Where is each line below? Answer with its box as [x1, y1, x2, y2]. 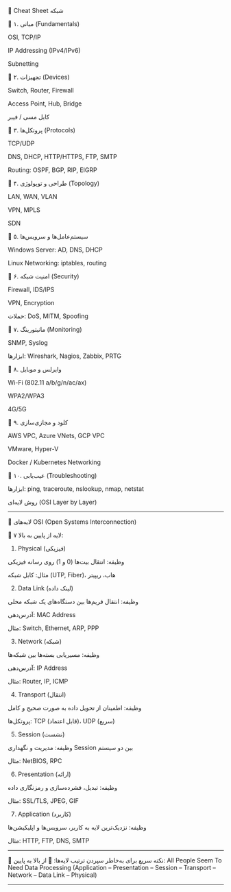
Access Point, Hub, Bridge [8, 99, 82, 108]
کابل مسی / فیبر [8, 113, 50, 121]
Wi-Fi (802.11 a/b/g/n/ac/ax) [8, 378, 87, 387]
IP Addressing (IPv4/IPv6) [8, 47, 81, 54]
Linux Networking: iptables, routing [8, 259, 107, 267]
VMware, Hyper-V [8, 445, 59, 453]
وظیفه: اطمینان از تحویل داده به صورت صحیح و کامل [8, 703, 142, 712]
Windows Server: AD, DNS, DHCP [8, 245, 103, 254]
